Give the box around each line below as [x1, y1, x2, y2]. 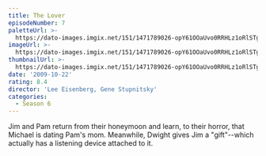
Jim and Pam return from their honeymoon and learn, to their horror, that [8, 122, 245, 131]
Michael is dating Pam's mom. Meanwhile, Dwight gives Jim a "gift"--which [8, 130, 254, 139]
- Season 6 [15, 100, 51, 108]
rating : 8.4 [8, 78, 47, 86]
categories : [8, 93, 47, 101]
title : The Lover [8, 11, 66, 20]
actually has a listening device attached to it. [8, 139, 154, 148]
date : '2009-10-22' [8, 70, 73, 78]
